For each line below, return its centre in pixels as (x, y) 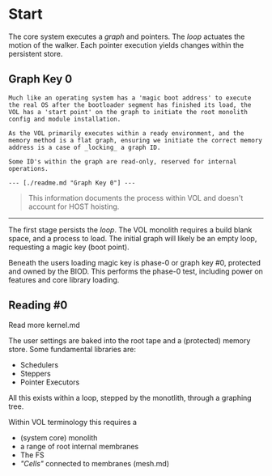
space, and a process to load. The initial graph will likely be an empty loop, (133, 238)
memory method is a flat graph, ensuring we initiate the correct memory (136, 140)
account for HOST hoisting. (74, 206)
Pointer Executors (50, 382)
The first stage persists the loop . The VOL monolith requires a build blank (130, 229)
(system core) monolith (59, 437)
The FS (32, 455)
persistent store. (36, 53)
